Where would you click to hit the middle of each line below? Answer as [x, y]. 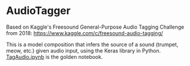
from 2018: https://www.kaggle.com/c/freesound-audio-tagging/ [85, 33]
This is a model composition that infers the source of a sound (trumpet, [92, 44]
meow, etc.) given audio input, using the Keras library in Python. [84, 50]
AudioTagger [38, 11]
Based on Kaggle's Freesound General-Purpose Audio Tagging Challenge [95, 27]
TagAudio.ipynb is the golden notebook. [54, 57]
